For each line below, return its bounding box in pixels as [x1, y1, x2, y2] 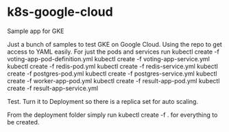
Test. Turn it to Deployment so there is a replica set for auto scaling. [7, 97, 199, 105]
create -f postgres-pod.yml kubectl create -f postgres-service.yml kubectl [7, 69, 217, 78]
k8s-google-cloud [7, 4, 113, 20]
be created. [7, 118, 40, 126]
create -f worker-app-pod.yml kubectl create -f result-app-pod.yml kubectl [7, 76, 220, 85]
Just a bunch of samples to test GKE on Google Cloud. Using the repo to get [7, 40, 223, 48]
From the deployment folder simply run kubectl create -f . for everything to [7, 111, 218, 119]
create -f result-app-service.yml [7, 84, 98, 92]
